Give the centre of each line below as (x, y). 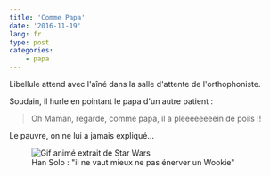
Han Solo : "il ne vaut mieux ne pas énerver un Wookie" (133, 162)
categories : (31, 51)
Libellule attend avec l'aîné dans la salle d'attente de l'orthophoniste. (135, 84)
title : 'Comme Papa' (48, 17)
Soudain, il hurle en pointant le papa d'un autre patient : (111, 101)
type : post (29, 42)
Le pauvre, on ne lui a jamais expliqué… (82, 136)
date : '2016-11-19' (45, 26)
